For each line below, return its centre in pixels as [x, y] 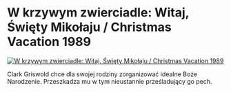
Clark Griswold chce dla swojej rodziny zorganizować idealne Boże [102, 74]
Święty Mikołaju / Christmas [89, 27]
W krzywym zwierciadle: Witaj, [98, 13]
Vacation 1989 [49, 42]
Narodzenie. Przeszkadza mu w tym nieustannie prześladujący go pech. [110, 81]
